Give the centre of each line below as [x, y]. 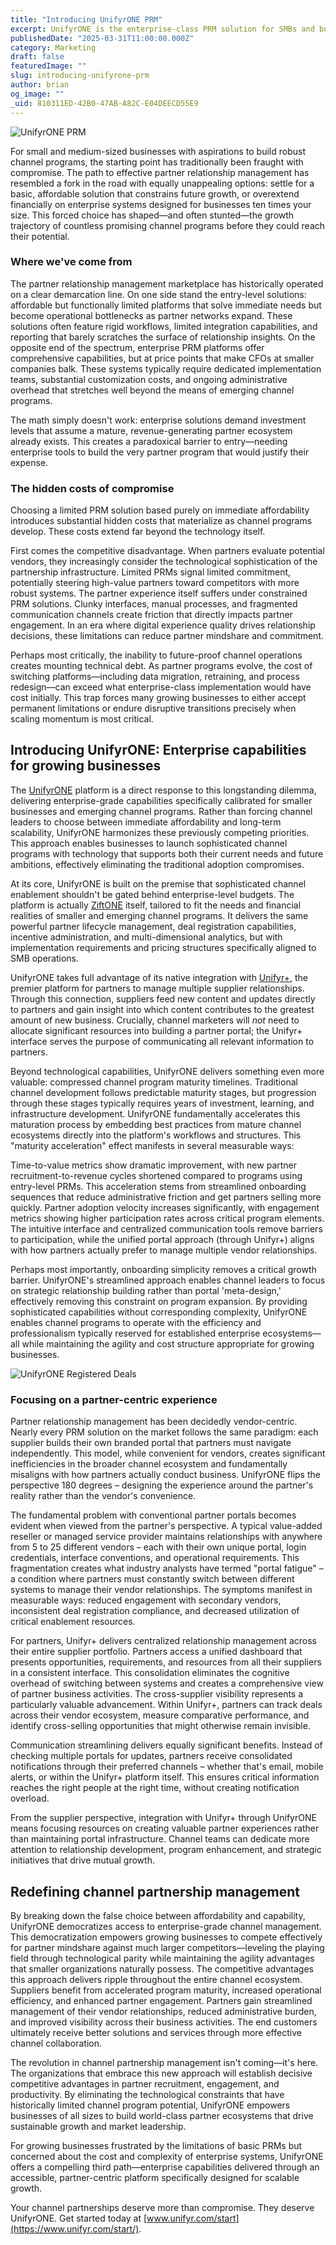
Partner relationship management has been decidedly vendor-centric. [154, 1422]
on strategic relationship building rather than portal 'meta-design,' [146, 1290]
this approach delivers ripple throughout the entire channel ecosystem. [156, 1980]
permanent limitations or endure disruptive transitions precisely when [153, 708]
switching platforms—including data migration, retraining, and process [155, 677]
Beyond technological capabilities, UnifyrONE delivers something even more [167, 1071]
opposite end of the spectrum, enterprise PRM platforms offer [137, 347]
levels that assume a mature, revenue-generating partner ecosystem [151, 430]
